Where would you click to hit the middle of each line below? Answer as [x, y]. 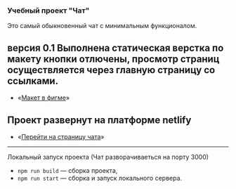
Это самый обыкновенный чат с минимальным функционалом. [102, 26]
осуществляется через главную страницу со [111, 70]
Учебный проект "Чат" [48, 11]
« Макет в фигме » [44, 98]
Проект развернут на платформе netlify [99, 120]
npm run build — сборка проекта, [67, 170]
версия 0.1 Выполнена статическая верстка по [116, 48]
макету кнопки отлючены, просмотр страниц [113, 59]
